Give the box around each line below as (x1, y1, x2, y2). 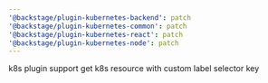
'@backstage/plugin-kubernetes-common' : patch (8, 22, 187, 31)
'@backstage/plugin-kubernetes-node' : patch (8, 38, 179, 48)
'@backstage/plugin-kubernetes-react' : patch (8, 30, 183, 39)
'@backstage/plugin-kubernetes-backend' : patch (8, 13, 192, 23)
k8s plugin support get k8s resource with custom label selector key (8, 63, 260, 74)
